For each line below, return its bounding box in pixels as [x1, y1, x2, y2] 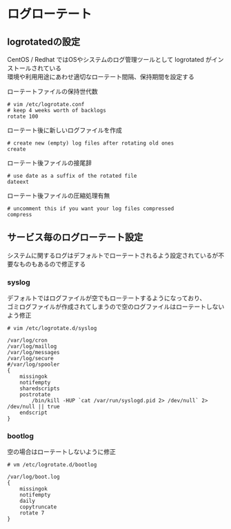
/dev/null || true [7, 404, 60, 411]
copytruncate [19, 504, 57, 510]
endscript [19, 409, 48, 417]
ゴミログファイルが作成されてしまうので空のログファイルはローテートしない [7, 302, 225, 311]
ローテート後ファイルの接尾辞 [7, 159, 92, 167]
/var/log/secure [7, 355, 54, 362]
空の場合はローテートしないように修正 [7, 448, 116, 456]
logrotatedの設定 [7, 36, 81, 48]
